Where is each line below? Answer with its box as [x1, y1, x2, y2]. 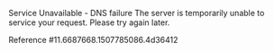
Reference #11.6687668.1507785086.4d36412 [8, 35, 178, 45]
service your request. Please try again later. [8, 17, 170, 28]
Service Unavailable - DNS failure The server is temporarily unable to [8, 8, 265, 18]
